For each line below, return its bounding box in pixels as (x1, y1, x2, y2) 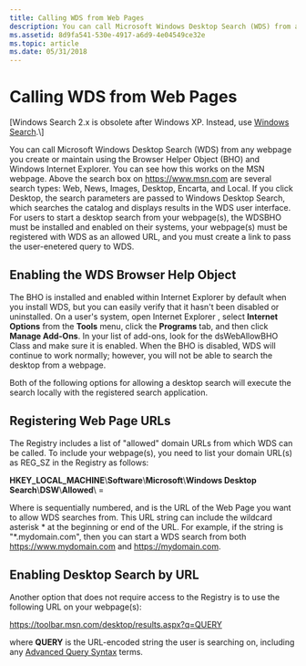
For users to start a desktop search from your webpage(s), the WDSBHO (9, 212, 282, 224)
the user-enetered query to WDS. (9, 241, 135, 252)
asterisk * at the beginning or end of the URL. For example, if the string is (9, 521, 284, 532)
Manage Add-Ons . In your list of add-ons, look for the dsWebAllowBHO (9, 330, 279, 341)
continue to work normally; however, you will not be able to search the (9, 349, 273, 360)
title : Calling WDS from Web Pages (9, 13, 145, 23)
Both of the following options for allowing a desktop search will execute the (9, 377, 291, 388)
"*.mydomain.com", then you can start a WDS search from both (9, 531, 247, 542)
